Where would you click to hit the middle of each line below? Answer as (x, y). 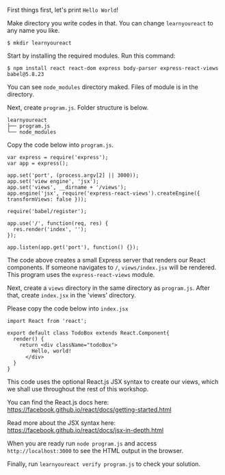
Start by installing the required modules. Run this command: (91, 56)
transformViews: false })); (47, 199)
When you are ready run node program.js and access (82, 443)
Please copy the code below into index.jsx (68, 308)
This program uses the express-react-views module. (81, 275)
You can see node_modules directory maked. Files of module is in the (103, 87)
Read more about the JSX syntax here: (62, 423)
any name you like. (34, 31)
